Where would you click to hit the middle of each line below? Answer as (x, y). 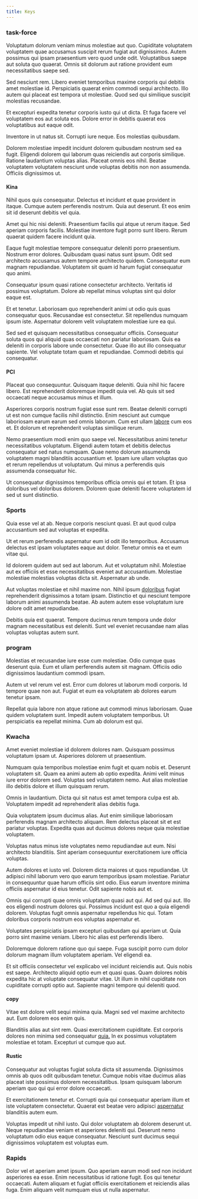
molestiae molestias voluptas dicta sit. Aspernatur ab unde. (78, 578)
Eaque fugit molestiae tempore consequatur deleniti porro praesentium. (93, 248)
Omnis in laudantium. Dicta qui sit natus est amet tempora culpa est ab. (93, 798)
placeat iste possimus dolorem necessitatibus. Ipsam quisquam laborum (94, 1082)
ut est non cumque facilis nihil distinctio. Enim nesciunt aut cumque (88, 415)
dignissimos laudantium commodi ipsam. (56, 673)
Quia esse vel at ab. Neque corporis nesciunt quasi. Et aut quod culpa (91, 523)
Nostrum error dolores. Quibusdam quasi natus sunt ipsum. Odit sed (89, 254)
